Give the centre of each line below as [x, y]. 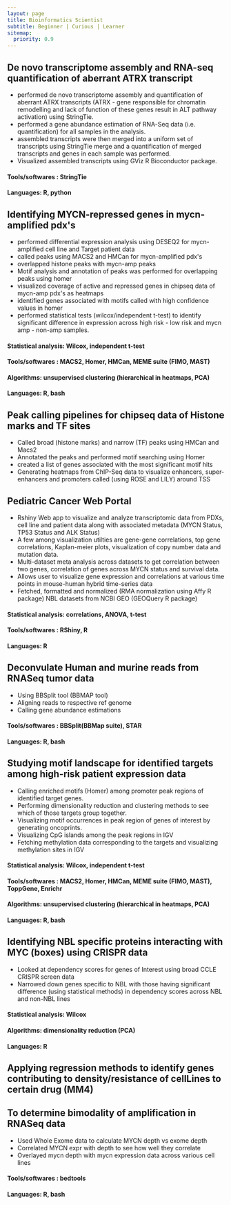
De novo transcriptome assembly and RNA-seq [110, 67]
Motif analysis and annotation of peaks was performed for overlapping [117, 271]
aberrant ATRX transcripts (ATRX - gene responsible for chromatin [111, 102]
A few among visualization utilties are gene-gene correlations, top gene [119, 540]
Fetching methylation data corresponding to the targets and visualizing [118, 842]
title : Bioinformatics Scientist [55, 20]
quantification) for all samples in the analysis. [81, 131]
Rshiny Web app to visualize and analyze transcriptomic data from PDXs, [120, 517]
